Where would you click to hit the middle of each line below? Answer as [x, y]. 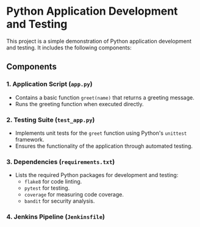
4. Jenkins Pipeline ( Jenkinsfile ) [56, 217]
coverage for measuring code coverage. [74, 195]
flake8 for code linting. [53, 182]
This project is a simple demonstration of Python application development [99, 41]
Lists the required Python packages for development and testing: [97, 175]
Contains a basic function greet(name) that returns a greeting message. [105, 97]
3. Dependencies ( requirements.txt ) [61, 162]
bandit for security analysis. [59, 201]
